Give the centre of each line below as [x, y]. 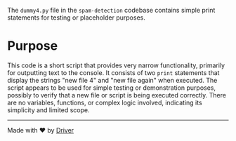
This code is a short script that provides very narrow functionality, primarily [116, 65]
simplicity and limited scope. [48, 110]
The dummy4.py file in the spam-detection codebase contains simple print [111, 10]
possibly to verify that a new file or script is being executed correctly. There [117, 95]
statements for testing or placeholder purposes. [76, 18]
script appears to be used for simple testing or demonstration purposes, [112, 88]
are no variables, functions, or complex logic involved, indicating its [105, 102]
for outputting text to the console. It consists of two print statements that [113, 72]
